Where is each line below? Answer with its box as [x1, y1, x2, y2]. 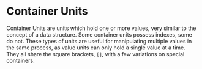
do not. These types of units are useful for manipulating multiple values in [6, 37, 192, 45]
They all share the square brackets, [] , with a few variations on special [6, 50, 185, 57]
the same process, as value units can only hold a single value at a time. [6, 44, 185, 51]
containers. [6, 57, 35, 64]
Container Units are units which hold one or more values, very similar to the [6, 24, 196, 32]
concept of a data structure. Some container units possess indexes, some [6, 31, 193, 38]
